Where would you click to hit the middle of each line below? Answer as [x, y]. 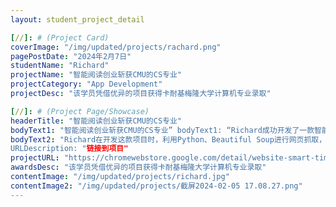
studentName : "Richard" [60, 66]
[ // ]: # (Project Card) [60, 37]
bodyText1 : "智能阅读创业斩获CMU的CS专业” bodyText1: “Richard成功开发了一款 [162, 130]
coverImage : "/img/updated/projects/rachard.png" [116, 47]
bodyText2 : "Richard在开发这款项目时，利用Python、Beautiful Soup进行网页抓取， [168, 139]
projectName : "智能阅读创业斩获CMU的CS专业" [96, 75]
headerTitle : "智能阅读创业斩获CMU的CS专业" [96, 121]
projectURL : [35, 158]
